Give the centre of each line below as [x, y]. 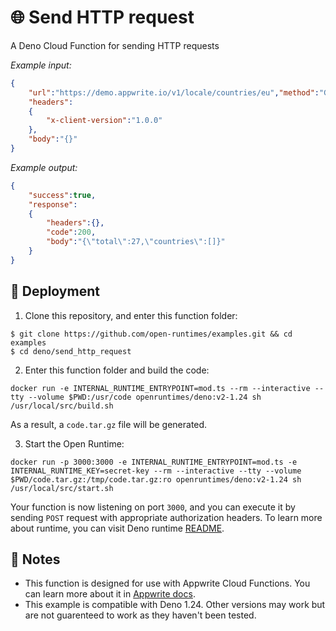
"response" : [53, 204]
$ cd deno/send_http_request [71, 351]
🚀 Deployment [55, 291]
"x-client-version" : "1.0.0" [104, 121]
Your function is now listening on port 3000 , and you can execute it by [153, 507]
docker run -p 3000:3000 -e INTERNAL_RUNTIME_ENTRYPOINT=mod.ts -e [154, 462]
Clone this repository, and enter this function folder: [131, 315]
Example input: [41, 65]
